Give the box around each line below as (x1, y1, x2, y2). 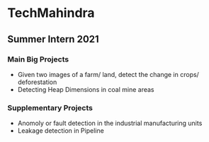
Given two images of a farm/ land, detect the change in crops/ (17, 70, 200, 78)
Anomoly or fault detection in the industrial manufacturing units (17, 119, 203, 128)
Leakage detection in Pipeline (17, 126, 104, 135)
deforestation (17, 78, 57, 86)
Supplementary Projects (7, 102, 94, 112)
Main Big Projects (7, 54, 69, 64)
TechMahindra (7, 5, 95, 21)
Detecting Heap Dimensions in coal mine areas (17, 85, 154, 93)
